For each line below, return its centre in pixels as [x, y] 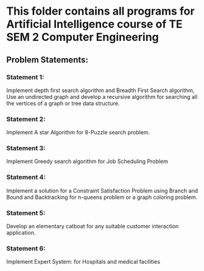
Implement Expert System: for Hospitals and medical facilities [83, 262]
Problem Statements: [47, 60]
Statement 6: [26, 248]
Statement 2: [26, 119]
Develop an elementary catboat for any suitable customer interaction [93, 226]
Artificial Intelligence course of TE [94, 24]
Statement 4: [26, 177]
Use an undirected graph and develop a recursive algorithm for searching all [102, 96]
